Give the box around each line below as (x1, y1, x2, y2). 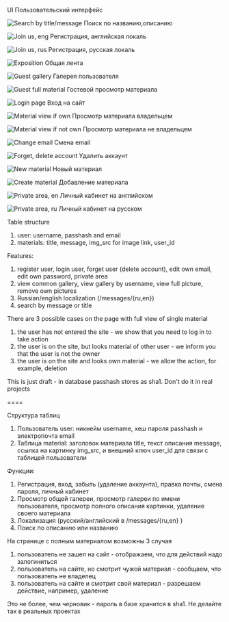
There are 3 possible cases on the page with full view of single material (7, 315, 208, 322)
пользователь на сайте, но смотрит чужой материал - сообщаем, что (16, 565, 221, 573)
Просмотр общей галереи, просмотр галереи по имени (16, 495, 180, 502)
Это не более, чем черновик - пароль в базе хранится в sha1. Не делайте (7, 600, 222, 608)
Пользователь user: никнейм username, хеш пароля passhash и (16, 424, 203, 432)
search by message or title (16, 301, 92, 309)
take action (16, 335, 49, 343)
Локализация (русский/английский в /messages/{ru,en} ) (16, 517, 183, 524)
